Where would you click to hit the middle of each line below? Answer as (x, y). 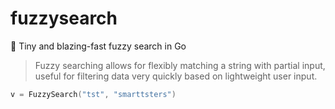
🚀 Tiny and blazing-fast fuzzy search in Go (98, 46)
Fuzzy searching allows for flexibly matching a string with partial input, (180, 65)
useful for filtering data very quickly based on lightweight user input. (176, 76)
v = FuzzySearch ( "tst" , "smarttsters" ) (93, 94)
